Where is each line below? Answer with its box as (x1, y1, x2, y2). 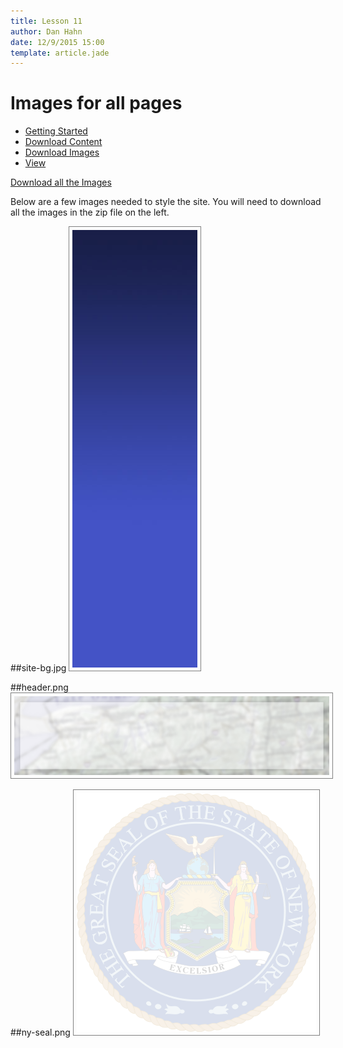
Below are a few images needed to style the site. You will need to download (10, 196, 322, 208)
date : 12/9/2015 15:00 (10, 37, 105, 47)
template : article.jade (10, 48, 110, 58)
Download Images (24, 146, 100, 159)
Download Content (24, 136, 103, 148)
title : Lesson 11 (10, 16, 83, 26)
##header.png (10, 681, 69, 694)
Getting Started (24, 125, 88, 137)
